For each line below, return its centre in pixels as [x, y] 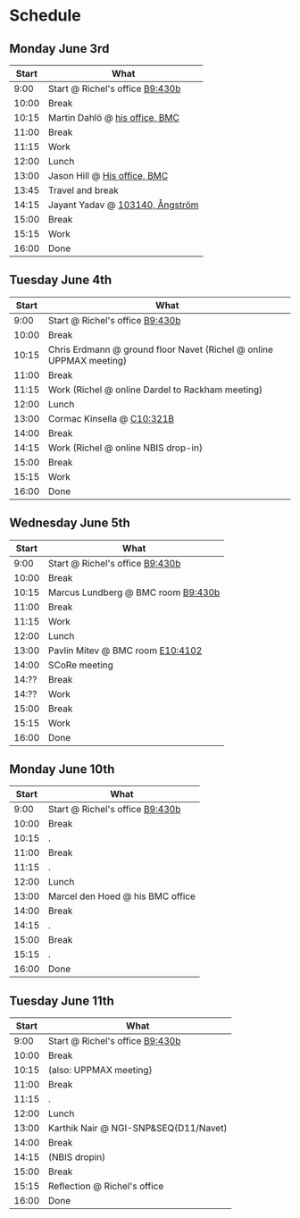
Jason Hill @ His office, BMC [108, 176]
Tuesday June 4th [61, 280]
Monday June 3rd [59, 49]
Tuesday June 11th [62, 1000]
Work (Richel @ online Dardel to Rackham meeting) [155, 390]
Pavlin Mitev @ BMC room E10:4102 [125, 651]
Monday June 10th [62, 769]
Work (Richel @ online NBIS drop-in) [125, 448]
